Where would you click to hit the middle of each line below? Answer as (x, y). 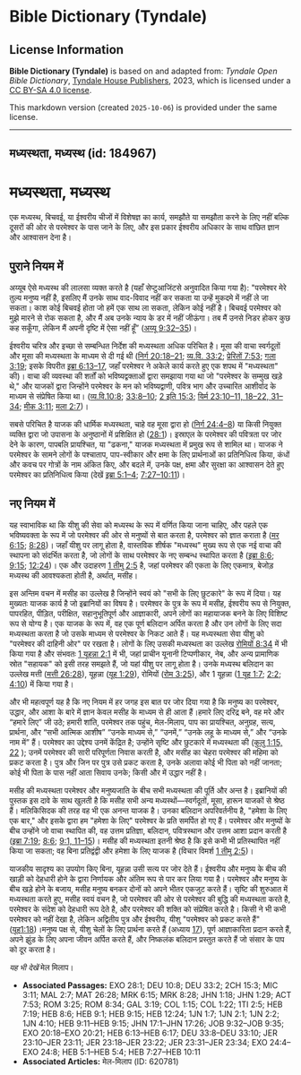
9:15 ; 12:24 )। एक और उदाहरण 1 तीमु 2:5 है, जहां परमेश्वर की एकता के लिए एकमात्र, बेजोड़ (142, 565)
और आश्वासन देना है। (40, 237)
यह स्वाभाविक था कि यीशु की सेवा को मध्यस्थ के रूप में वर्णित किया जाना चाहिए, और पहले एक (139, 525)
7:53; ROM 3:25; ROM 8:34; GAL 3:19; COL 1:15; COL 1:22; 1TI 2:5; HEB (152, 1004)
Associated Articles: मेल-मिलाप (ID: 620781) (100, 1061)
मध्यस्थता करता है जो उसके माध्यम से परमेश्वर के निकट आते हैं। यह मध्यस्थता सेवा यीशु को (137, 633)
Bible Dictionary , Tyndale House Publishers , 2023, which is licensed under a (150, 81)
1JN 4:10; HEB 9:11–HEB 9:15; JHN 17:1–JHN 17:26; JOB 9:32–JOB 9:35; (153, 1023)
